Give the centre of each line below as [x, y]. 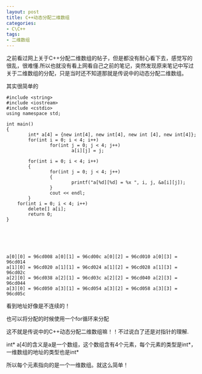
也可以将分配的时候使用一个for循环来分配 [58, 319]
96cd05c [16, 294]
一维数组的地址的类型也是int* [43, 352]
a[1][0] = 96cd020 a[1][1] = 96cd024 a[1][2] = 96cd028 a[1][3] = [92, 267]
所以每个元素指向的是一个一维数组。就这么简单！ [67, 365]
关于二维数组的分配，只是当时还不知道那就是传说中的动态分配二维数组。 [96, 73]
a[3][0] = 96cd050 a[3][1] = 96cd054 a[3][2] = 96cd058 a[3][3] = [92, 289]
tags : [13, 35]
